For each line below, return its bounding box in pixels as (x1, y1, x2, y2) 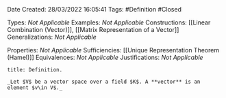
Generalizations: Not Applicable (7, 33, 97, 41)
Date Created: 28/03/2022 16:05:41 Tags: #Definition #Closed (7, 5, 181, 13)
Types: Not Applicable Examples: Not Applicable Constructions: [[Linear (7, 18, 211, 27)
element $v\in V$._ (7, 84, 63, 91)
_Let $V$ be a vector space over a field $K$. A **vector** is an (7, 78, 201, 85)
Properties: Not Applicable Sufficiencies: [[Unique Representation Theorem (7, 46, 220, 54)
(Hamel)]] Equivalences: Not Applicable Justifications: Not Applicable (7, 53, 203, 61)
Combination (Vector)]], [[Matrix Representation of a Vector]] (7, 26, 179, 33)
